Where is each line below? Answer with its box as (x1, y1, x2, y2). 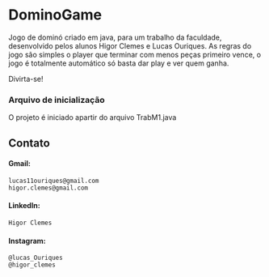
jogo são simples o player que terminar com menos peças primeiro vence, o (8, 49, 261, 59)
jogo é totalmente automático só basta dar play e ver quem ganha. (8, 58, 229, 68)
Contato (8, 136, 50, 150)
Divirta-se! (8, 74, 44, 83)
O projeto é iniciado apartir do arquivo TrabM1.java (8, 113, 177, 122)
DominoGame (8, 6, 103, 24)
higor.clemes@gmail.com (8, 184, 89, 192)
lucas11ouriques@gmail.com (8, 177, 99, 185)
